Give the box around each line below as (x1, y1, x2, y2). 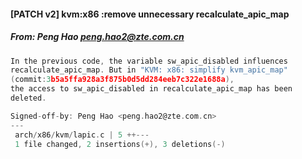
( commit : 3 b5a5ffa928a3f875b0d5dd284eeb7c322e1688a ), (10, 75, 235, 85)
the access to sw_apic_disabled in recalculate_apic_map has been (10, 84, 293, 94)
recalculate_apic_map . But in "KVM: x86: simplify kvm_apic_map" (10, 65, 288, 75)
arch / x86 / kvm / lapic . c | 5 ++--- (14, 130, 150, 140)
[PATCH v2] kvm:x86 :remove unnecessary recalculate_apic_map (10, 8, 290, 20)
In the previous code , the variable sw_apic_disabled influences (10, 56, 288, 66)
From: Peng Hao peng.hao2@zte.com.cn (10, 31, 185, 43)
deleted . (10, 93, 47, 104)
